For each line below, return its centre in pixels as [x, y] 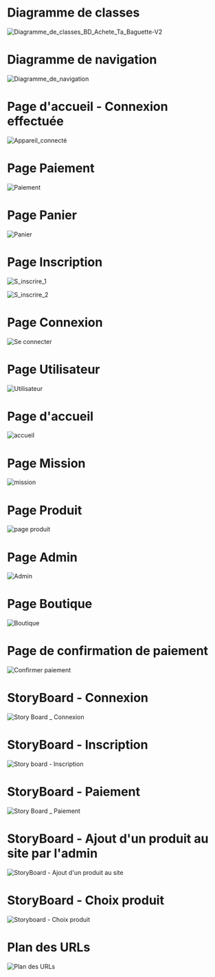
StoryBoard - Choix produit [86, 900]
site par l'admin [53, 854]
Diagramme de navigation [82, 60]
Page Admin [42, 557]
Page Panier [42, 215]
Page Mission [46, 463]
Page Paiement [51, 168]
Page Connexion [55, 322]
